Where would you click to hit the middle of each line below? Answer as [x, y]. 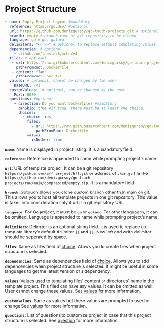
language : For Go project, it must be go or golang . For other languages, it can [81, 212]
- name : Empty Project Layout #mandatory [48, 22]
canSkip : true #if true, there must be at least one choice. [82, 108]
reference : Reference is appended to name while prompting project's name [81, 158]
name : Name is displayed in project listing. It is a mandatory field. [69, 149]
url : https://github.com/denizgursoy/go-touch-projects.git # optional [84, 31]
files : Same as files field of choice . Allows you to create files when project [81, 246]
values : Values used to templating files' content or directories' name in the [80, 281]
